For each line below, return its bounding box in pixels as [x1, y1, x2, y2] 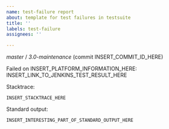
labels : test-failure [6, 25, 61, 32]
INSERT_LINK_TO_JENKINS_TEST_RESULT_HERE [6, 71, 127, 79]
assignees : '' [6, 31, 42, 38]
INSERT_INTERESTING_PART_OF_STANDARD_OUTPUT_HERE [6, 117, 134, 124]
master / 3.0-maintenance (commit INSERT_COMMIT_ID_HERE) [6, 53, 164, 61]
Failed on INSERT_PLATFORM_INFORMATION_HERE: [6, 65, 138, 73]
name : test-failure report [6, 8, 74, 15]
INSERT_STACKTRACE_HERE [6, 95, 66, 101]
